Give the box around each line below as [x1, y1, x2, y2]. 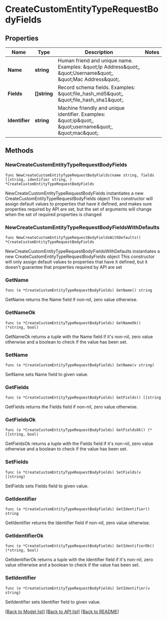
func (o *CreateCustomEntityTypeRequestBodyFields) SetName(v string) [5, 363, 155, 368]
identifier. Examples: [58, 111, 105, 118]
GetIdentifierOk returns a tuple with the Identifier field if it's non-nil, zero [5, 557, 153, 563]
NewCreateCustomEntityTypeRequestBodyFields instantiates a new [5, 190, 144, 196]
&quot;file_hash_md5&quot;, [58, 90, 124, 97]
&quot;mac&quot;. [58, 130, 100, 136]
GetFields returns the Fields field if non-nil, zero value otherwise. [5, 404, 138, 410]
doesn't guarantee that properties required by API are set [5, 264, 122, 270]
